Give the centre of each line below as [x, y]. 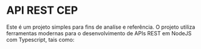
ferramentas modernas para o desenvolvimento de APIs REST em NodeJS [99, 33]
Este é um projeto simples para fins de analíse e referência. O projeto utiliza [101, 27]
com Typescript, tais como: [40, 39]
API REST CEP [42, 10]
